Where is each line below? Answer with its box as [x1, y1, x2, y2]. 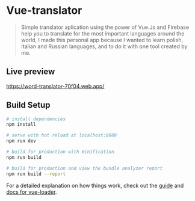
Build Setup [6, 100, 51, 110]
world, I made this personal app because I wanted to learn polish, [20, 36, 184, 43]
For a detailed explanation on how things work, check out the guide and [6, 182, 184, 189]
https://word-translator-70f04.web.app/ [6, 82, 105, 90]
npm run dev [6, 138, 36, 144]
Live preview [6, 67, 55, 77]
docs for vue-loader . [6, 188, 57, 196]
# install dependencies [6, 116, 66, 122]
